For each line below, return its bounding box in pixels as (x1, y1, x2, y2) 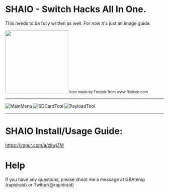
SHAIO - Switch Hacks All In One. (5, 4, 147, 15)
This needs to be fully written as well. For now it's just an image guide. (5, 20, 151, 26)
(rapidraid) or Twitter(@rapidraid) (5, 181, 74, 187)
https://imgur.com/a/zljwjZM (5, 142, 64, 148)
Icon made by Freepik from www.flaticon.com (69, 89, 148, 94)
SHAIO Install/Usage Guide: (5, 125, 123, 137)
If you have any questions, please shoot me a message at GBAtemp (5, 176, 145, 182)
